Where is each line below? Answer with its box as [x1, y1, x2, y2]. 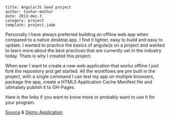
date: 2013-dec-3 [5, 14, 42, 19]
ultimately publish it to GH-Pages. [5, 84, 76, 90]
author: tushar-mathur [5, 9, 53, 14]
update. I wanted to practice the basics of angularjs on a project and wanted [5, 42, 165, 48]
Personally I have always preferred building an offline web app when [5, 31, 149, 37]
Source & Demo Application [5, 109, 63, 115]
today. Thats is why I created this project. [5, 53, 92, 59]
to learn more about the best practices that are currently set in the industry [5, 48, 161, 53]
